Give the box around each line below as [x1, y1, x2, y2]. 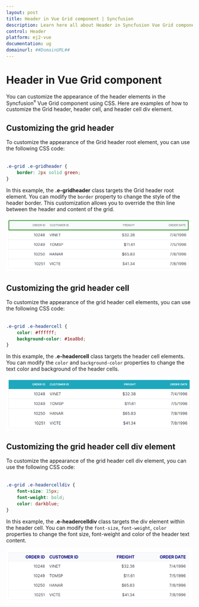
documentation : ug [6, 41, 52, 47]
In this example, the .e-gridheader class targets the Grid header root [6, 187, 174, 194]
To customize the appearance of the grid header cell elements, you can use [6, 298, 191, 305]
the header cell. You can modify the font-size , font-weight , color [6, 524, 167, 531]
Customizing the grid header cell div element [6, 442, 176, 452]
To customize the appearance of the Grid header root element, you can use [6, 139, 190, 146]
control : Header [6, 28, 46, 34]
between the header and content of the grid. [6, 205, 114, 213]
